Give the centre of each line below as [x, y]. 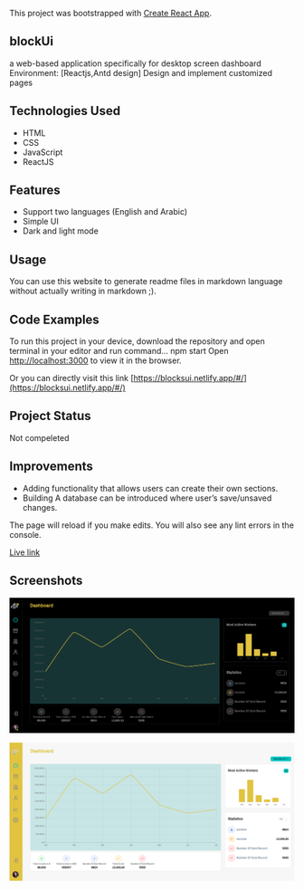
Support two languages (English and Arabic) [105, 212]
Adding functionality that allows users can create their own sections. [150, 488]
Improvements [51, 467]
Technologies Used [65, 111]
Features [35, 191]
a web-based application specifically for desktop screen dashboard [136, 63]
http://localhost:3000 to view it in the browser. [96, 360]
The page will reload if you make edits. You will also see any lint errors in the [152, 525]
